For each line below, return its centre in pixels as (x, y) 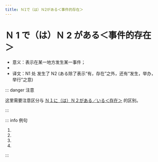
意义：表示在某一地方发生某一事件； (49, 62)
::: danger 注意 (20, 90)
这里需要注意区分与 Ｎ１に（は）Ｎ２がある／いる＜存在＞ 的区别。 (73, 100)
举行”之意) (23, 79)
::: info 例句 (16, 120)
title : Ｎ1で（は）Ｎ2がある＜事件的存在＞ (44, 10)
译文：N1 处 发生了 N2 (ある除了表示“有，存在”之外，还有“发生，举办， (84, 73)
